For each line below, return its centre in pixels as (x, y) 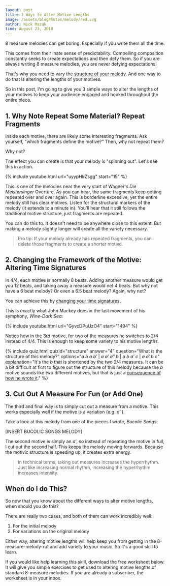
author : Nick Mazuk (26, 24)
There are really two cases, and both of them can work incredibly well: (79, 516)
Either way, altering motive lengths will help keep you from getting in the (81, 541)
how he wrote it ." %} (27, 378)
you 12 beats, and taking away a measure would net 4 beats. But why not (82, 285)
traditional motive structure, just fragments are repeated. (64, 213)
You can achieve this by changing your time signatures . (63, 301)
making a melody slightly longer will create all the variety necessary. (77, 228)
